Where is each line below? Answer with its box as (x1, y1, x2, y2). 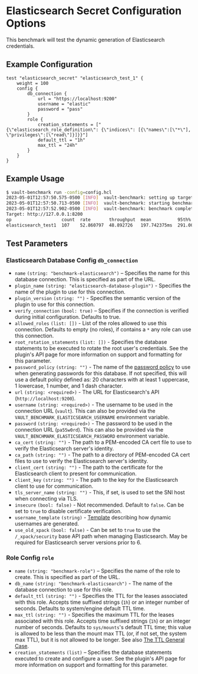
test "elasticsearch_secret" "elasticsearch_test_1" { (6, 75, 144, 81)
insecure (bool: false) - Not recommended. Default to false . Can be (14, 501, 184, 508)
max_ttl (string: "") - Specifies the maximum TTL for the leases (14, 611, 174, 618)
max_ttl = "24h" (37, 142, 78, 148)
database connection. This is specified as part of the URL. (14, 276, 156, 283)
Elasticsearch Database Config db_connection (6, 257, 138, 264)
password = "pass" (37, 106, 83, 112)
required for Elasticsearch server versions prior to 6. (14, 539, 141, 546)
